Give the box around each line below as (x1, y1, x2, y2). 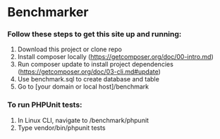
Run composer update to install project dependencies (17, 60, 174, 69)
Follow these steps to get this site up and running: (7, 29, 182, 39)
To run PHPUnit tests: (7, 100, 82, 110)
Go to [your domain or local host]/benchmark (17, 82, 149, 91)
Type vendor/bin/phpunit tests (17, 124, 106, 132)
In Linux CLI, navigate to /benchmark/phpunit (17, 116, 149, 124)
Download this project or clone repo (17, 45, 122, 53)
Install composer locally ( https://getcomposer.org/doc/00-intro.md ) (17, 53, 214, 61)
